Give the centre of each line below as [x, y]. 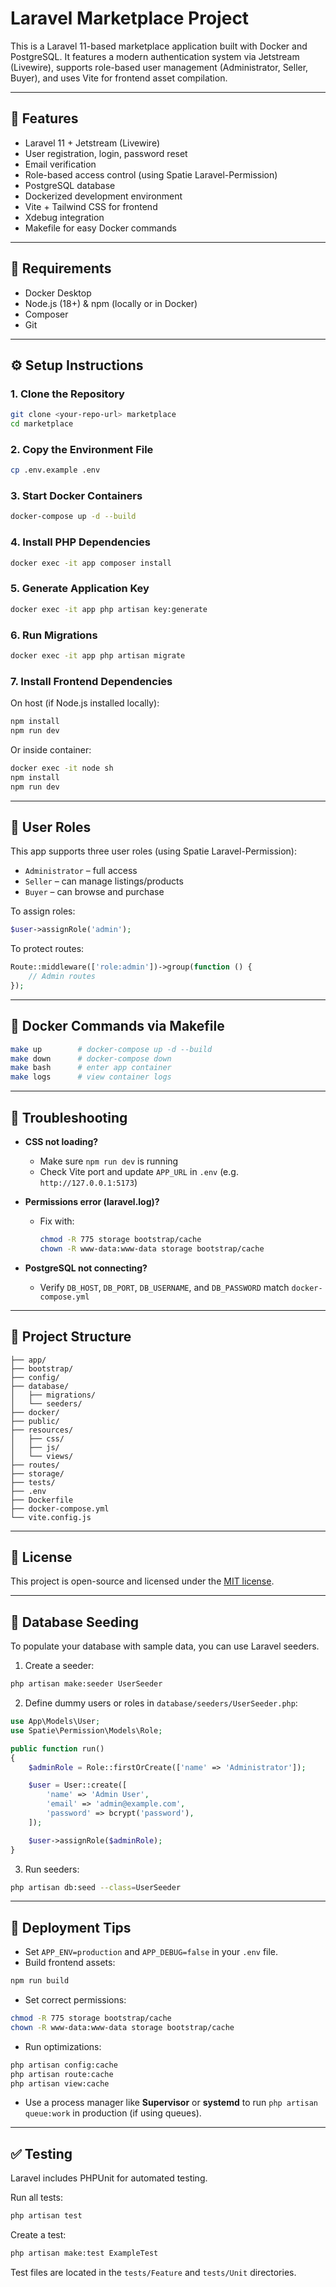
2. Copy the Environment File [82, 449]
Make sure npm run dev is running [109, 1161]
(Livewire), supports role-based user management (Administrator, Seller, [159, 67]
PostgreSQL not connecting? [86, 1268]
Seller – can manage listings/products [104, 881]
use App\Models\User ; [55, 1722]
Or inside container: [51, 749]
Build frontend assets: [70, 1963]
